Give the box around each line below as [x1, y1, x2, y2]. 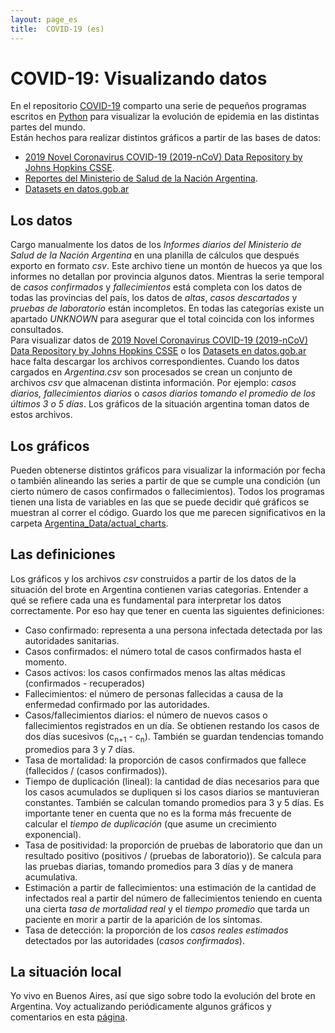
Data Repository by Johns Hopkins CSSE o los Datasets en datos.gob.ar [10, 345, 307, 357]
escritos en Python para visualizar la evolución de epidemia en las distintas [10, 111, 320, 123]
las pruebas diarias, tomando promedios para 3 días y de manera [24, 860, 294, 872]
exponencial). [24, 828, 82, 840]
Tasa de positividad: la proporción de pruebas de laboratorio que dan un [24, 839, 323, 851]
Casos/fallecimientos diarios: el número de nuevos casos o [24, 709, 268, 721]
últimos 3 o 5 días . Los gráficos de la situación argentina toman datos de [10, 398, 310, 410]
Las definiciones [10, 546, 116, 563]
